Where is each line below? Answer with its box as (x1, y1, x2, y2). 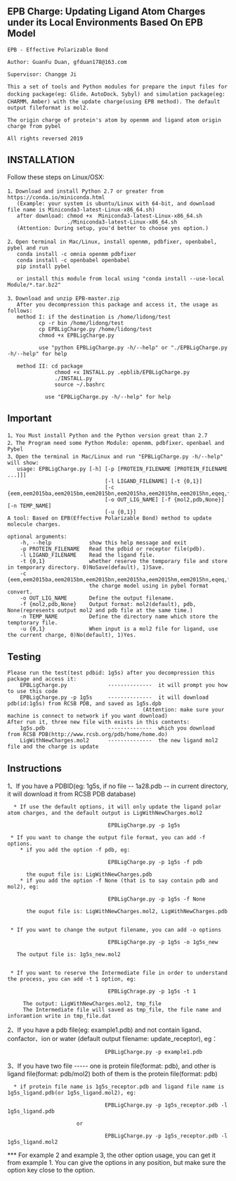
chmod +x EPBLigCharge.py (38, 332, 114, 339)
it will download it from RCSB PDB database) (7, 790, 136, 799)
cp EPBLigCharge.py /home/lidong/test (38, 325, 152, 333)
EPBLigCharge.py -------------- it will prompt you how (20, 682, 228, 689)
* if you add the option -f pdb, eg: (20, 846, 131, 853)
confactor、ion (7, 1035, 51, 1043)
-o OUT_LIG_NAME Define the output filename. (20, 595, 174, 602)
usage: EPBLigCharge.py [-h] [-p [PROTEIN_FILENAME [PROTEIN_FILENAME (16, 465, 228, 473)
